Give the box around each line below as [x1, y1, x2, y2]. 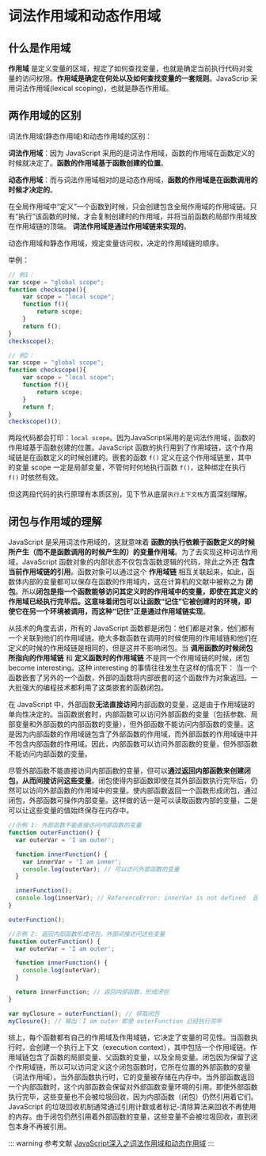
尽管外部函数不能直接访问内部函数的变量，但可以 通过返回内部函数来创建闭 [8, 766, 251, 776]
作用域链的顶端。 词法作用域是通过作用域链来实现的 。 [14, 221, 191, 230]
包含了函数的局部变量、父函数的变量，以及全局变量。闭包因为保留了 [28, 1052, 251, 1062]
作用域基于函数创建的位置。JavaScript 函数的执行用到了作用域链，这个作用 [8, 443, 253, 452]
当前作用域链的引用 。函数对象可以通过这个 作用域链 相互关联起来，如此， [8, 567, 248, 576]
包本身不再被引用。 [8, 1121, 71, 1131]
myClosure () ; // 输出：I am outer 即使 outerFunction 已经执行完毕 [8, 1017, 222, 1025]
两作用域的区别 [8, 108, 82, 123]
